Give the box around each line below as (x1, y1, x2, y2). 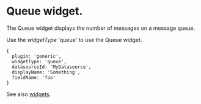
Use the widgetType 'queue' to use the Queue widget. (6, 36, 142, 43)
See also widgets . (6, 90, 51, 98)
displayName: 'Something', (12, 69, 81, 75)
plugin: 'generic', (12, 53, 62, 59)
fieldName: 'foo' (12, 74, 56, 80)
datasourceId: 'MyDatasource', (12, 64, 92, 70)
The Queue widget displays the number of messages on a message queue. (6, 24, 196, 32)
